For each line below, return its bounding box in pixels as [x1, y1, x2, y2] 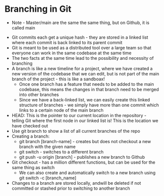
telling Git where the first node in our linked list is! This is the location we [11, 118, 159, 123]
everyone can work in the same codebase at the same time [11, 50, 132, 56]
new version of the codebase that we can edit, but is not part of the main [11, 71, 159, 76]
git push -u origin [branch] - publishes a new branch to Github [19, 154, 145, 160]
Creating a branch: [11, 133, 50, 139]
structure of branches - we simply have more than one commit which [19, 102, 159, 108]
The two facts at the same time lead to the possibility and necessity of [11, 55, 154, 61]
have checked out [11, 122, 49, 128]
